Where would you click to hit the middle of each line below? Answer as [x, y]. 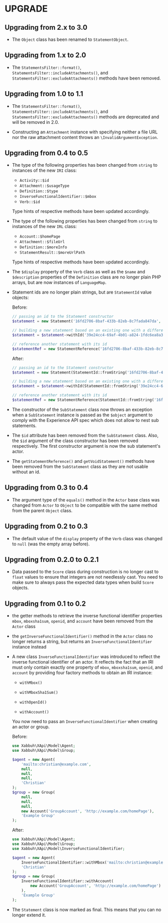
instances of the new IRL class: [44, 227]
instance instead [29, 647]
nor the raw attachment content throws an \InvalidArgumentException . [85, 137]
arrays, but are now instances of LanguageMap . [59, 282]
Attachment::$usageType [45, 186]
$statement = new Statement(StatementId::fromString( [69, 372]
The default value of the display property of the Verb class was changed [87, 538]
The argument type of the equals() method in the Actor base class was [86, 500]
